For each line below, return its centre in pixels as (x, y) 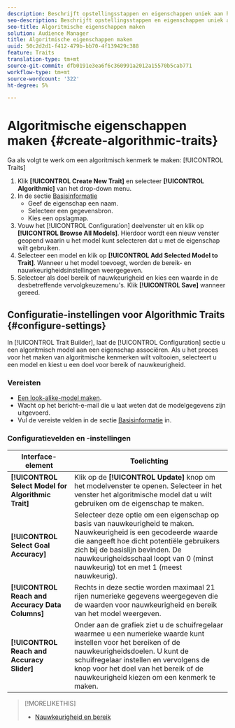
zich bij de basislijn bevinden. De (128, 550)
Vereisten (24, 383)
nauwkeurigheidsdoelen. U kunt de (131, 651)
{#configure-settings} (57, 326)
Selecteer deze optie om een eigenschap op (147, 515)
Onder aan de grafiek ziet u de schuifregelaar (149, 624)
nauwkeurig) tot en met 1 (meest (128, 567)
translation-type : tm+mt (43, 59)
